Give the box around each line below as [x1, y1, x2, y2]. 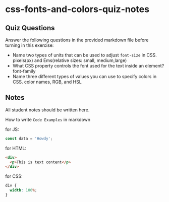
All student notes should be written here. [5, 107, 90, 113]
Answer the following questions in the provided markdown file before [5, 37, 149, 43]
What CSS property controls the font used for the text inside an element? [12, 63, 164, 69]
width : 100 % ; [10, 188, 37, 193]
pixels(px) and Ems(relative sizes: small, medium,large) [12, 57, 127, 63]
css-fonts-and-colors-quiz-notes [5, 4, 150, 15]
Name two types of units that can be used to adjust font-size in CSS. [12, 52, 157, 58]
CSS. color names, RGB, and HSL [12, 79, 82, 85]
